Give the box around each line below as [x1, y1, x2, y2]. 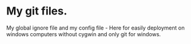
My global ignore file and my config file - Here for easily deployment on [6, 24, 185, 31]
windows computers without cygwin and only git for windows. [6, 30, 161, 37]
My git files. [6, 4, 68, 18]
